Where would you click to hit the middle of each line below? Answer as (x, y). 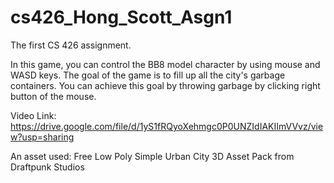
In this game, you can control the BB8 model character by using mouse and (165, 64)
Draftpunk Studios (47, 167)
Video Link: (33, 115)
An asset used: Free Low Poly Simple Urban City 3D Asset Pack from (152, 156)
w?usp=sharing (42, 137)
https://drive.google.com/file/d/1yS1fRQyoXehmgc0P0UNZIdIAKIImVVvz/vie (167, 126)
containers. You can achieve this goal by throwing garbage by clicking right (165, 85)
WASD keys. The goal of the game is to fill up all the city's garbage (148, 75)
